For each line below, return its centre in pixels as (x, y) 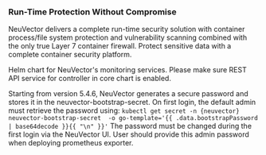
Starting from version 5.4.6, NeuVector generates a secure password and (128, 94)
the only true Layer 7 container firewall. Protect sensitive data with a (120, 46)
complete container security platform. (70, 55)
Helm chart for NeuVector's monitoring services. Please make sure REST (127, 70)
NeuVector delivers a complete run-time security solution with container (127, 29)
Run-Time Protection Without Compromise (92, 12)
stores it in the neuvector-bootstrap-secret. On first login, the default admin (132, 103)
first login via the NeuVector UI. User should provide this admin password (129, 134)
